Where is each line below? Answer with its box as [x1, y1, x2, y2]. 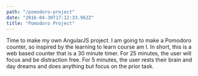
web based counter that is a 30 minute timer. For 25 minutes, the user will [6, 50, 191, 57]
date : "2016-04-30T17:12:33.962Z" [6, 15, 95, 21]
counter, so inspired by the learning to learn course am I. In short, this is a [6, 43, 192, 50]
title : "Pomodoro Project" [6, 20, 75, 26]
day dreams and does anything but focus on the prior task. [6, 63, 154, 70]
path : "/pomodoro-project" [6, 9, 75, 15]
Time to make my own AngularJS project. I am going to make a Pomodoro [6, 37, 191, 44]
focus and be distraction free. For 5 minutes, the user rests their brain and [6, 56, 193, 64]
